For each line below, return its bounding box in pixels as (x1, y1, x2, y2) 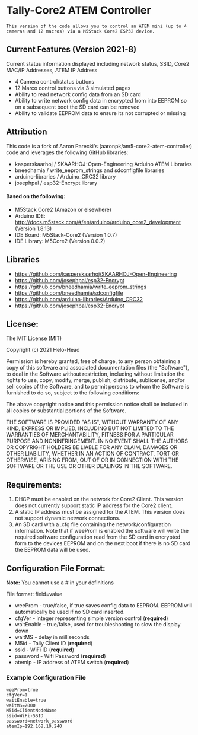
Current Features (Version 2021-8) (6, 44, 137, 55)
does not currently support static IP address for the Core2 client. (14, 502, 173, 509)
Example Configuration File (6, 673, 86, 682)
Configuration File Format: (6, 563, 106, 573)
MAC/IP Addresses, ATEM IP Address (6, 66, 98, 74)
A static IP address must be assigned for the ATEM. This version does (14, 508, 186, 516)
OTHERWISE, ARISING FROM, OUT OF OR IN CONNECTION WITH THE (6, 456, 179, 463)
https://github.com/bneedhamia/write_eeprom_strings (14, 283, 147, 290)
